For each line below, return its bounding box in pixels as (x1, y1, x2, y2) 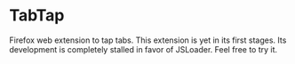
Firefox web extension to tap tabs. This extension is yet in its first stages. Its (9, 35, 287, 45)
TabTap (9, 5, 65, 26)
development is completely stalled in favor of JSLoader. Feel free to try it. (9, 44, 278, 54)
